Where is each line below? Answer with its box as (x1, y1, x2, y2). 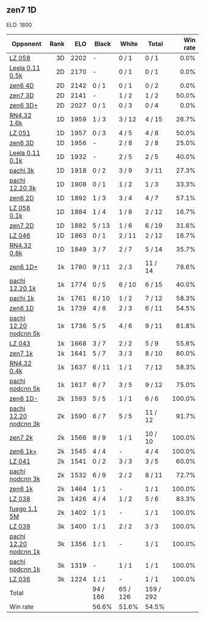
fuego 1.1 (9, 505, 38, 513)
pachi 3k (9, 166, 35, 174)
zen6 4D (9, 81, 34, 89)
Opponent (11, 39, 41, 48)
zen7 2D (9, 221, 34, 230)
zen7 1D (6, 5, 37, 15)
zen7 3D (9, 91, 34, 100)
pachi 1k (9, 294, 35, 302)
